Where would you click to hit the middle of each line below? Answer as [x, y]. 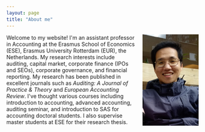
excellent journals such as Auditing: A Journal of [67, 83]
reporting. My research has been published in [63, 76]
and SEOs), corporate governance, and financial [67, 70]
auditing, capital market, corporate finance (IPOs [67, 64]
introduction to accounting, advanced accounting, [69, 102]
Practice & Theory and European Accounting [63, 89]
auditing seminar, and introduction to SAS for [63, 109]
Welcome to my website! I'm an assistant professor [70, 37]
